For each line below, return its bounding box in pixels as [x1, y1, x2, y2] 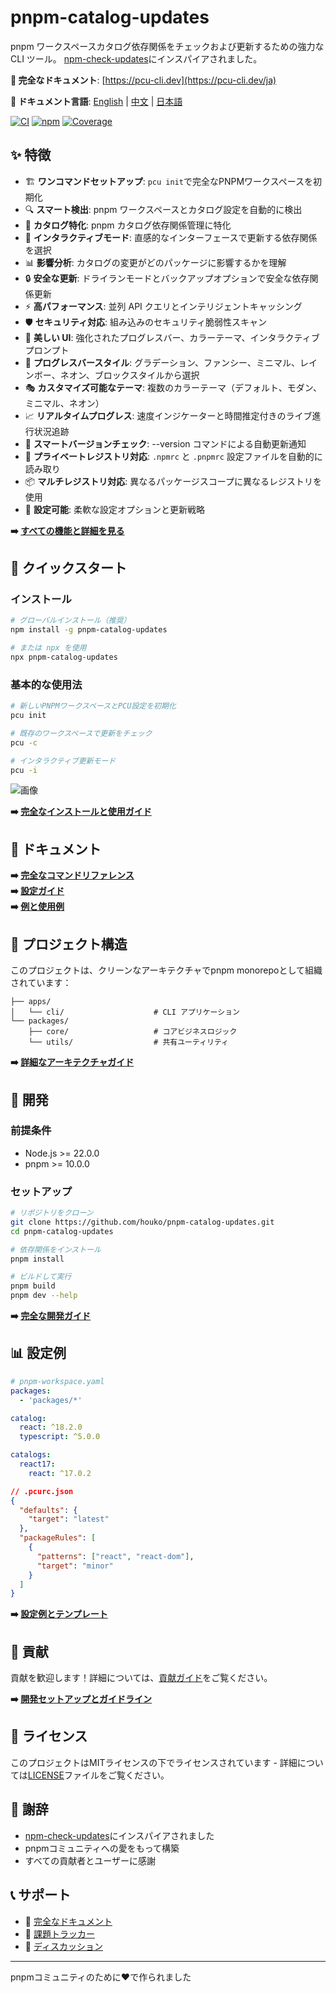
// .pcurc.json [10, 1486, 74, 1496]
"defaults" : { [19, 1505, 78, 1515]
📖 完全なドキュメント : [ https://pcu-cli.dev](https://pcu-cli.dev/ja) [10, 74, 277, 86]
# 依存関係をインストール [10, 1244, 102, 1255]
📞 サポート [10, 1887, 72, 1904]
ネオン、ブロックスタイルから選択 [59, 369, 200, 381]
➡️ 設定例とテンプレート [10, 1608, 108, 1620]
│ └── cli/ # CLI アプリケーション [10, 1007, 240, 1018]
